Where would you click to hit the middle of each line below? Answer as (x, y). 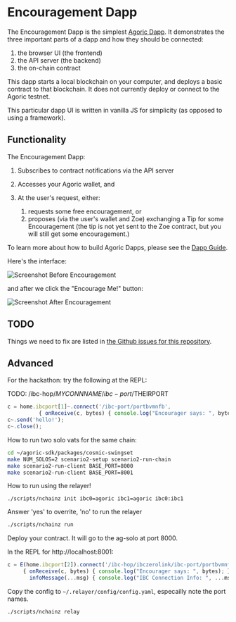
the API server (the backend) (59, 60)
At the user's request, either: (59, 197)
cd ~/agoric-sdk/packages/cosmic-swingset (70, 453)
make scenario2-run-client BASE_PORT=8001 (70, 473)
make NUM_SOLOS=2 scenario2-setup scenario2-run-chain (89, 459)
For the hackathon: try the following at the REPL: (77, 380)
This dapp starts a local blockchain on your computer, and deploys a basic (115, 81)
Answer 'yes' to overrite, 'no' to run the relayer (75, 512)
